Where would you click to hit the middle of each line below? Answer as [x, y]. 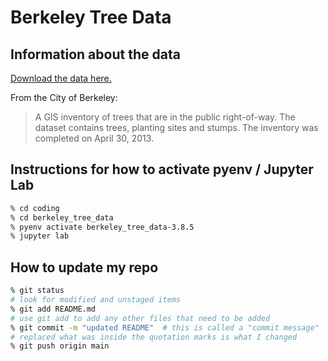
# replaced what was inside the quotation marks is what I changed [154, 337]
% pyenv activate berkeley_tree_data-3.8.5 [102, 227]
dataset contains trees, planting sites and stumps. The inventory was [176, 127]
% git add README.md [53, 309]
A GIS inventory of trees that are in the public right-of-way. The [165, 117]
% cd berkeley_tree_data [62, 217]
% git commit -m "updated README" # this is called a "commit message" [165, 327]
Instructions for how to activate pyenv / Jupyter [162, 169]
